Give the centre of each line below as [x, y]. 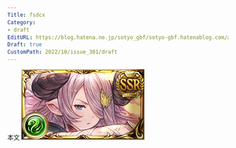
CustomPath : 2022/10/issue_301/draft [63, 52]
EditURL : [20, 37]
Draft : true [25, 45]
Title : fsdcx [26, 15]
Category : [22, 22]
